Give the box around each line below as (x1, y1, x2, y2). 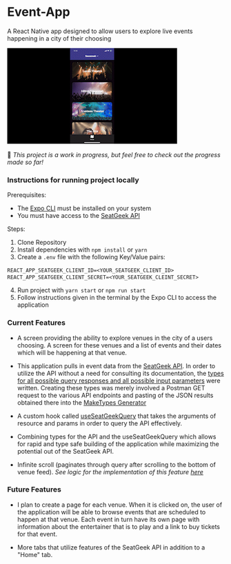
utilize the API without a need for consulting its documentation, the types (17, 369, 224, 377)
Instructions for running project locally (7, 175, 139, 185)
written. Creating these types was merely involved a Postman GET (17, 383, 205, 392)
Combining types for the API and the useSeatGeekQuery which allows (17, 432, 217, 441)
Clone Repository (17, 239, 67, 247)
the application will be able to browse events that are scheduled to (17, 507, 206, 516)
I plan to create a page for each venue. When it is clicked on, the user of (17, 501, 223, 509)
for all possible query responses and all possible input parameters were (17, 376, 221, 385)
